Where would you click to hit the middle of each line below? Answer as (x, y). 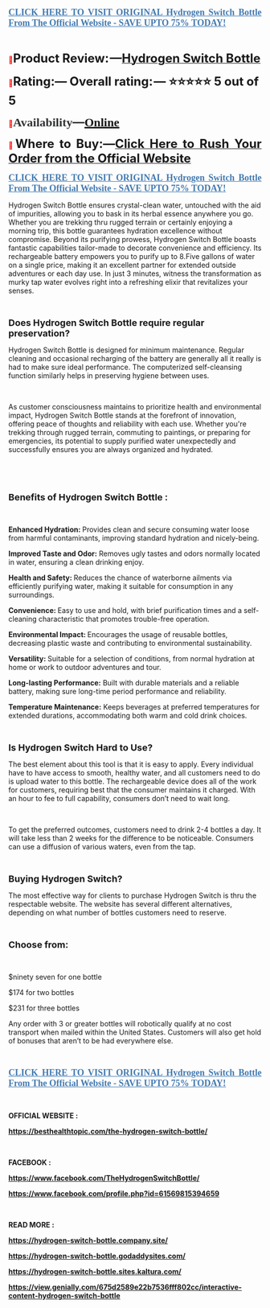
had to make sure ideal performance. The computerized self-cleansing (125, 367)
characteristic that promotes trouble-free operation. (125, 619)
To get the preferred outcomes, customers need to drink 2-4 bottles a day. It (135, 829)
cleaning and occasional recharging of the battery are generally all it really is (135, 358)
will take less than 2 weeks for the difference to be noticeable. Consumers (131, 838)
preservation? (39, 333)
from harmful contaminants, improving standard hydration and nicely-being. (134, 538)
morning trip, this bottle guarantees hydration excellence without (115, 231)
